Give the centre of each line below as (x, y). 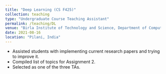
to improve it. (26, 56)
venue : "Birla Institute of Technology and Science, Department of (76, 28)
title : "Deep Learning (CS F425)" (41, 10)
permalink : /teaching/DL (31, 23)
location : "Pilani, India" (33, 37)
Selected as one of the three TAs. (46, 67)
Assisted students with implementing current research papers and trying (86, 51)
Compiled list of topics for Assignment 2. (54, 62)
